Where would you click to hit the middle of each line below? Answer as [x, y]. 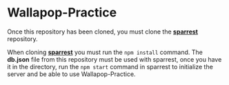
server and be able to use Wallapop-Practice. [71, 74]
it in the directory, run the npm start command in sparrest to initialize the [110, 66]
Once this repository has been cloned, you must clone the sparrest [103, 32]
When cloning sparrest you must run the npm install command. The [105, 52]
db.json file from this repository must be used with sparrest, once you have [114, 59]
